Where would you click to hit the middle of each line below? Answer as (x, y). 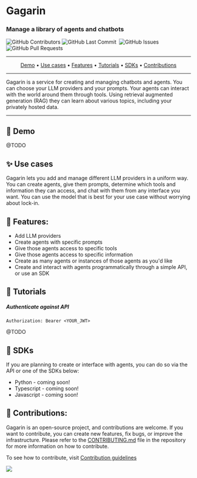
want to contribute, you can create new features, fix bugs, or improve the (94, 433)
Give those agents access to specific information (74, 254)
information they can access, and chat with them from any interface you (93, 191)
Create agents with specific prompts (58, 242)
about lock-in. (23, 203)
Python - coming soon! (42, 382)
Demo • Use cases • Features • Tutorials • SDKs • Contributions (98, 65)
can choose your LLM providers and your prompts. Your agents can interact (98, 88)
